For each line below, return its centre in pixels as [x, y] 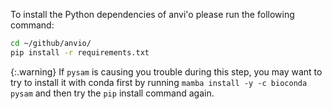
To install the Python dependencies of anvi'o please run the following [152, 14]
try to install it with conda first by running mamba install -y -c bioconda [159, 82]
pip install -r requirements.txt [80, 52]
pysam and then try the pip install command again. [112, 93]
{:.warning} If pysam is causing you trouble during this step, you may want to [166, 71]
